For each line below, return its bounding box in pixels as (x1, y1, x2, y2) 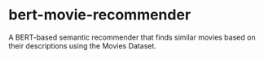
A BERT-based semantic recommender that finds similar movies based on (8, 32, 256, 42)
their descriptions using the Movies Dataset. (8, 40, 157, 50)
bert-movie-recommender (8, 6, 191, 24)
